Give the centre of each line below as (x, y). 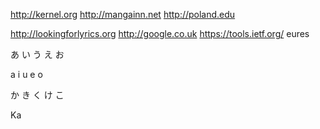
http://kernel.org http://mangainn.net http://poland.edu (123, 14)
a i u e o (26, 74)
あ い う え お (37, 54)
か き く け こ (37, 95)
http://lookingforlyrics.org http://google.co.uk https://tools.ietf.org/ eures (160, 33)
